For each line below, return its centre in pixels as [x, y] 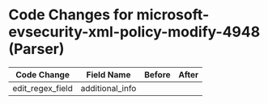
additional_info [108, 88]
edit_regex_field [43, 88]
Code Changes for [71, 15]
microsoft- [173, 15]
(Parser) [36, 49]
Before [158, 74]
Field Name [108, 74]
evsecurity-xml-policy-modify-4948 [134, 32]
